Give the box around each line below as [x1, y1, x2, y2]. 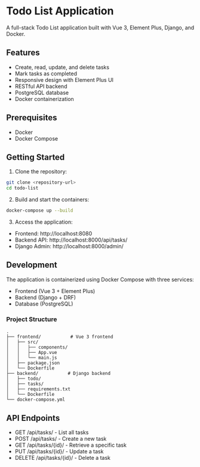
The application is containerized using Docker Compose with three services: [6, 276, 194, 283]
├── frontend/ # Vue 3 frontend [6, 334, 113, 340]
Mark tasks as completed [14, 70, 78, 77]
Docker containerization [14, 95, 75, 102]
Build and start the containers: [14, 196, 90, 203]
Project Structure [6, 315, 57, 323]
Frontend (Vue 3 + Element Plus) [14, 287, 96, 294]
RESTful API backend [14, 83, 67, 90]
